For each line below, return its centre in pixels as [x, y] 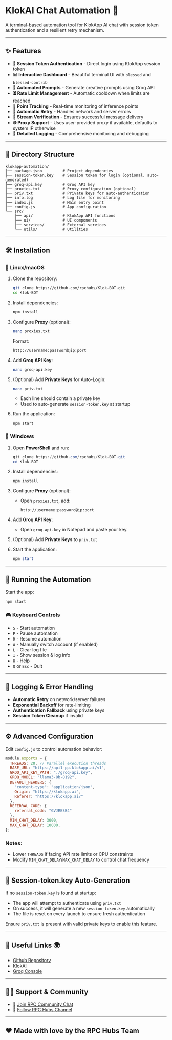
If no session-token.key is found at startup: [51, 893]
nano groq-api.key [32, 369]
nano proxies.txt [31, 331]
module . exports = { [26, 758]
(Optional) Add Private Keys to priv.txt [55, 539]
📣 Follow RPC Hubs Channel [42, 1010]
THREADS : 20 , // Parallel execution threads [58, 763]
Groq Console [27, 971]
